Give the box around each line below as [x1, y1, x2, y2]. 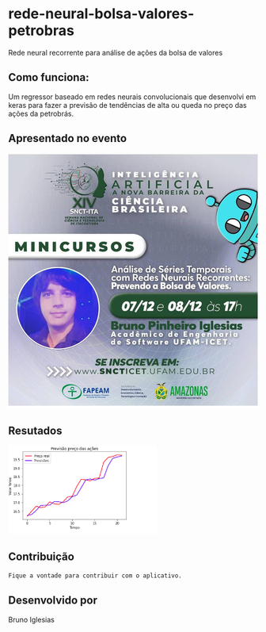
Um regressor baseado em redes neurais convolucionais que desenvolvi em [8, 92, 256, 102]
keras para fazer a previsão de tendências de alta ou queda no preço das [8, 100, 247, 109]
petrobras [8, 21, 75, 40]
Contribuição [8, 550, 75, 563]
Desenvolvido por [8, 594, 97, 607]
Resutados [8, 424, 63, 438]
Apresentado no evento [8, 132, 127, 145]
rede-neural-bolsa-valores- [8, 5, 195, 23]
